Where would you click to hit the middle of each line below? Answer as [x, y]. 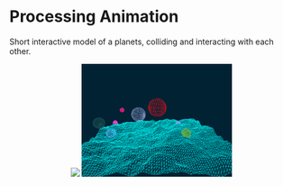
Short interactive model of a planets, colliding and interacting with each [142, 42]
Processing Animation [94, 17]
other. [20, 51]
